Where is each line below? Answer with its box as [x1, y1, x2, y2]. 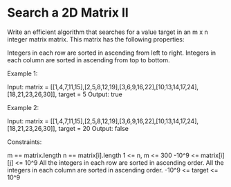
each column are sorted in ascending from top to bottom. [7, 55, 170, 64]
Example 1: [7, 69, 38, 78]
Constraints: [7, 137, 42, 146]
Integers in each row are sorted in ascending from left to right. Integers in [7, 48, 216, 57]
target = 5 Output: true [58, 90, 122, 98]
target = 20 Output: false [58, 124, 129, 132]
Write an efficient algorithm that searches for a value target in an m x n [7, 28, 209, 36]
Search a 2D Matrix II [7, 5, 129, 21]
